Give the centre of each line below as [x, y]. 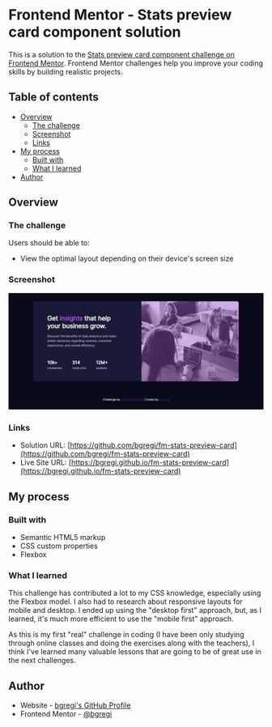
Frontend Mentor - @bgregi [66, 714]
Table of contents [53, 98]
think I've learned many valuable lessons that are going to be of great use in [135, 652]
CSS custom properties [59, 546]
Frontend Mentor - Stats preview [120, 15]
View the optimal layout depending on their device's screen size [127, 259]
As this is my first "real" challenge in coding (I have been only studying [126, 635]
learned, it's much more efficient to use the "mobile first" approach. [121, 619]
